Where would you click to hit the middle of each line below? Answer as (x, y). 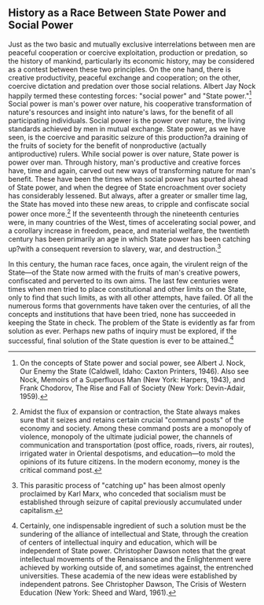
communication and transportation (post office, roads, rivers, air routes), (137, 445)
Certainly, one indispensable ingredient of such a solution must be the (133, 526)
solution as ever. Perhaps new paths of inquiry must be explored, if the (123, 330)
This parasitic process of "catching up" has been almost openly (123, 485)
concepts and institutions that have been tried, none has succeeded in (122, 314)
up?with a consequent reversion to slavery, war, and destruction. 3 (115, 248)
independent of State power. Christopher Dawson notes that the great (132, 551)
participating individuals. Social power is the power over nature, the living (127, 120)
